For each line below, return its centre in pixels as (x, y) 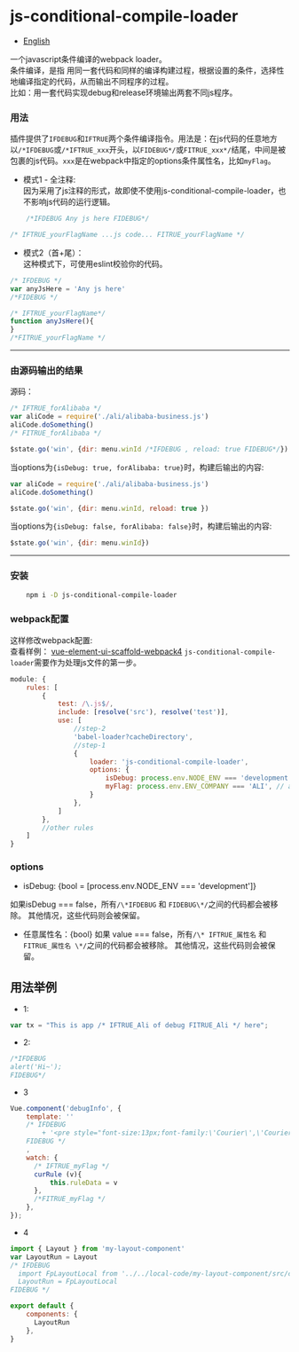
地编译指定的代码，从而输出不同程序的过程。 (92, 81)
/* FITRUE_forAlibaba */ (56, 433)
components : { (52, 1315)
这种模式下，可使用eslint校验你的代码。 (95, 263)
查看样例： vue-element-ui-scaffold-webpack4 (96, 651)
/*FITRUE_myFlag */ (69, 1199)
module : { (28, 679)
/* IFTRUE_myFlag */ (71, 1166)
